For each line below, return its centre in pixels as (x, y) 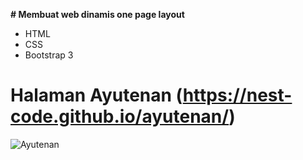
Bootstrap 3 (49, 55)
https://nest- (237, 95)
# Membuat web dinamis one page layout (97, 14)
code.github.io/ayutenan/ (120, 116)
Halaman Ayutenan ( (96, 95)
